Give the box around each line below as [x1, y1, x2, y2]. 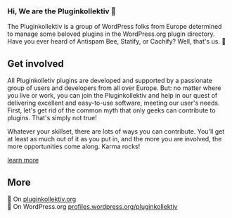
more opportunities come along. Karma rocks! [7, 142, 141, 150]
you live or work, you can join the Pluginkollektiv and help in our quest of [7, 91, 218, 100]
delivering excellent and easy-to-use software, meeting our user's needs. [7, 98, 220, 108]
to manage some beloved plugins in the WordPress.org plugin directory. [7, 30, 215, 38]
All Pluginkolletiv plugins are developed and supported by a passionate [7, 77, 213, 85]
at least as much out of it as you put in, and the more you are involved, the [7, 135, 222, 143]
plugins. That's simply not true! [7, 114, 97, 122]
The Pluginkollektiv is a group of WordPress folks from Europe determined [7, 23, 222, 31]
